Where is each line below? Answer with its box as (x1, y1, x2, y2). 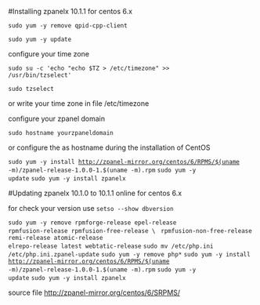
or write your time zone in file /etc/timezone (8, 99, 150, 108)
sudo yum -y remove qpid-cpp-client (8, 22, 128, 30)
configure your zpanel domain (8, 114, 106, 123)
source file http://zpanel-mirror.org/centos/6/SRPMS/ (8, 288, 181, 297)
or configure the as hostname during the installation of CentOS (8, 143, 211, 152)
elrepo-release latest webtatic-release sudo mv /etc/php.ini (8, 242, 214, 250)
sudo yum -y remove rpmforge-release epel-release (8, 219, 177, 227)
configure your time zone (8, 49, 90, 58)
